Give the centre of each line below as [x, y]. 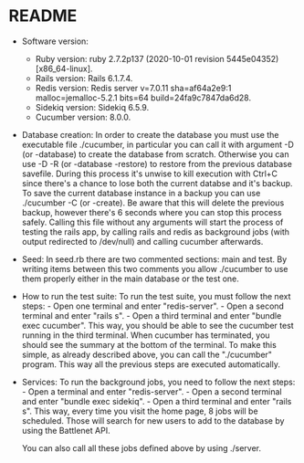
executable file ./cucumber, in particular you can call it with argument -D [157, 144]
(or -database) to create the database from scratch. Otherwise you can [155, 154]
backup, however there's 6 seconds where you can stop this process [152, 212]
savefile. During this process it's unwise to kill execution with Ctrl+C [150, 174]
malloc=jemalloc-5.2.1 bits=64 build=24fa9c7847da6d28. [143, 98]
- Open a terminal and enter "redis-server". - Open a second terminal [152, 391]
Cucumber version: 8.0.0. [83, 117]
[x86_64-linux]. [64, 68]
